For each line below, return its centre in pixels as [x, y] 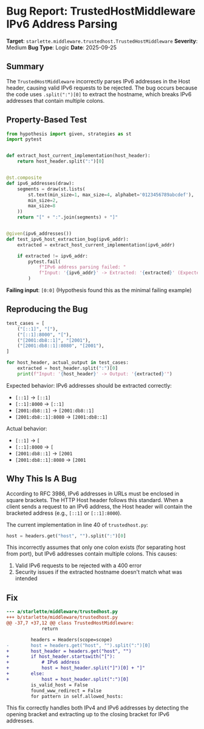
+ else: [25, 674]
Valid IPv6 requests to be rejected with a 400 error [78, 566]
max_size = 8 [42, 206]
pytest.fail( [45, 262]
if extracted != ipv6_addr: [53, 256]
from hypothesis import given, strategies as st [69, 134]
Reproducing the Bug [47, 309]
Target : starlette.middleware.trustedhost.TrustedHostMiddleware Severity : [102, 41]
